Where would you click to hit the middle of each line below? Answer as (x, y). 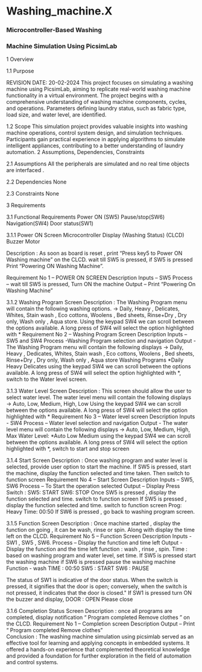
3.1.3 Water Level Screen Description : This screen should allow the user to (99, 391)
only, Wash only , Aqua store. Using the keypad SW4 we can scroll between (100, 322)
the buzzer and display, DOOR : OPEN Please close (70, 600)
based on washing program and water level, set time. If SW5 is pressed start (101, 555)
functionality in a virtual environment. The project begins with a (85, 95)
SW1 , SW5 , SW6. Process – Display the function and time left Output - (94, 543)
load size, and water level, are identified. (56, 115)
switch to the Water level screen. (47, 379)
